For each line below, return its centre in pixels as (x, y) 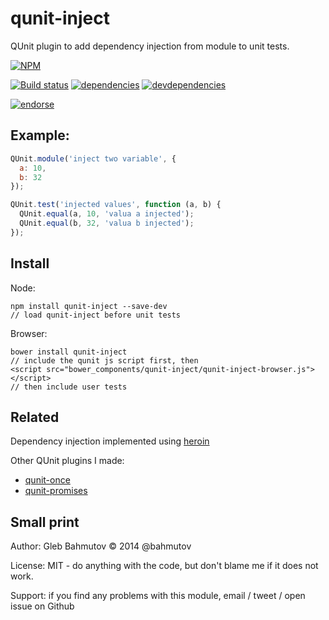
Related (35, 417)
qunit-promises (56, 491)
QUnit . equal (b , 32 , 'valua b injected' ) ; (107, 223)
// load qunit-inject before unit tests (96, 315)
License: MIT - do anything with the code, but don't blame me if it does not (164, 566)
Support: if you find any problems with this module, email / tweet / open (158, 596)
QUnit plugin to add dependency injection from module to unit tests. (150, 46)
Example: (40, 135)
